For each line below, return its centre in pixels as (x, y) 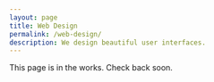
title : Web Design (43, 26)
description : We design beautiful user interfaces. (107, 42)
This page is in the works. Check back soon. (91, 68)
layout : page (34, 17)
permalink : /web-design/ (56, 34)
